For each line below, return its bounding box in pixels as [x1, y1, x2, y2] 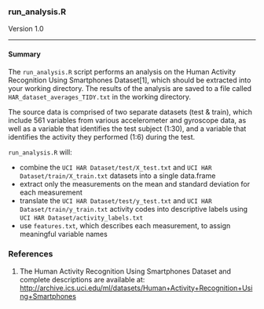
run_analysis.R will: [8, 147, 72, 157]
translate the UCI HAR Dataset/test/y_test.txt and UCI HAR [19, 195, 212, 205]
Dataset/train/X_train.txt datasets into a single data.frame [19, 171, 216, 180]
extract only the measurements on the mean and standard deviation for [19, 179, 251, 188]
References [8, 249, 53, 260]
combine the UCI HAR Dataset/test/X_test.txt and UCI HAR [19, 162, 212, 172]
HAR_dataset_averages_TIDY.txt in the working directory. [8, 92, 191, 101]
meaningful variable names [19, 229, 108, 238]
